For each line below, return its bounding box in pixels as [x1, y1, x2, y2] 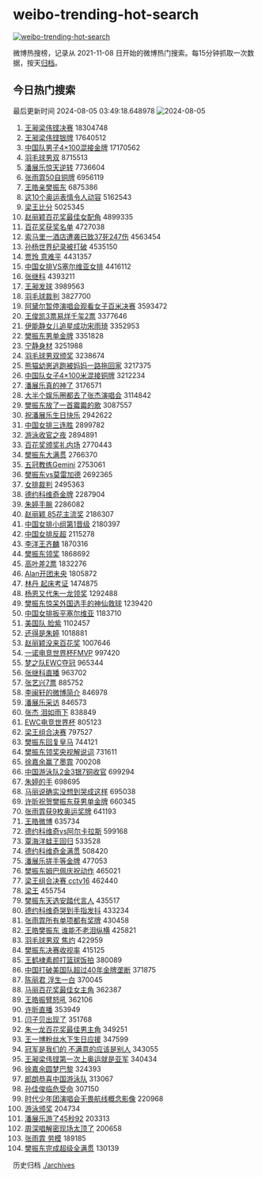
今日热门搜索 [13, 83, 76, 97]
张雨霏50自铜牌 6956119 [24, 172, 104, 182]
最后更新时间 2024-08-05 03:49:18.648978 [13, 105, 155, 116]
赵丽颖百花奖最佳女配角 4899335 [24, 212, 134, 221]
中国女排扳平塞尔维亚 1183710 [24, 608, 122, 617]
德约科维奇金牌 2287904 [24, 489, 105, 499]
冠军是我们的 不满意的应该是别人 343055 [24, 1044, 159, 1053]
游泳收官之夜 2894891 [24, 430, 97, 439]
